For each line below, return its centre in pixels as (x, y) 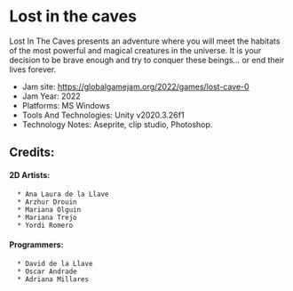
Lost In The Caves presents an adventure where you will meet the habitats (145, 41)
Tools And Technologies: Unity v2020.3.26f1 (103, 115)
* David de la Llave (55, 263)
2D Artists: (30, 174)
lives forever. (33, 69)
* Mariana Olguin (49, 210)
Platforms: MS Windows (66, 105)
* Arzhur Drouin (47, 202)
